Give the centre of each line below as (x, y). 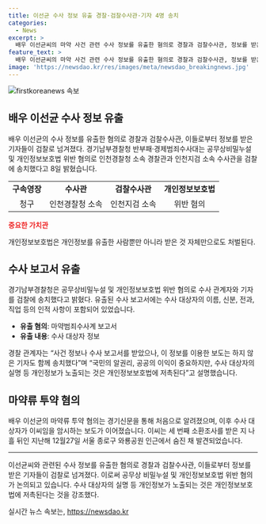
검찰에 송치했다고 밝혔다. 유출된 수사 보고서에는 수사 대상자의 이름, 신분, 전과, (135, 300)
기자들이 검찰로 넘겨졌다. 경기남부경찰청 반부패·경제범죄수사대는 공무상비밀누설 (130, 148)
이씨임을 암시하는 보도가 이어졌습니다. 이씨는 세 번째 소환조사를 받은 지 (138, 431)
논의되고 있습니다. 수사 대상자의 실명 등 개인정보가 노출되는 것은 (114, 485)
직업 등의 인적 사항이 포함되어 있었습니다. (72, 309)
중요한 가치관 (28, 225)
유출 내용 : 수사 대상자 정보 (60, 336)
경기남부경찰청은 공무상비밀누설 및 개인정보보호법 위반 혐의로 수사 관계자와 (123, 289)
